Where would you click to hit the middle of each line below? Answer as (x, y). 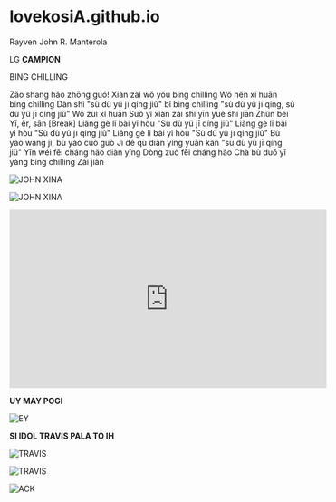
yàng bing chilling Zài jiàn (57, 161)
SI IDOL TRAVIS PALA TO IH (62, 436)
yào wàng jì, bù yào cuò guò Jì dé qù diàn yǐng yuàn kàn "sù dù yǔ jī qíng (146, 142)
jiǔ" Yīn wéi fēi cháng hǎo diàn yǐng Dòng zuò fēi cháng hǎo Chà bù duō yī (148, 152)
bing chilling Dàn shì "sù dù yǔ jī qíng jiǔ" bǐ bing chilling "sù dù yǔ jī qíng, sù (152, 104)
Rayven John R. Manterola (58, 42)
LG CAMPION (35, 59)
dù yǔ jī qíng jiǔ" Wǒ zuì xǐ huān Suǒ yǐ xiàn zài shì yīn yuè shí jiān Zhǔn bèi (149, 113)
